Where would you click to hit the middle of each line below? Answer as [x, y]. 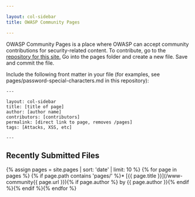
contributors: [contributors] [43, 117]
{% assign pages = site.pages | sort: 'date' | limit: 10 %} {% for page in [92, 170]
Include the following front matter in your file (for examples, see [83, 74]
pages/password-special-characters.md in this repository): [78, 81]
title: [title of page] [35, 106]
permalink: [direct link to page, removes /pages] [69, 122]
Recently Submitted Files [53, 156]
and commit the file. [30, 63]
